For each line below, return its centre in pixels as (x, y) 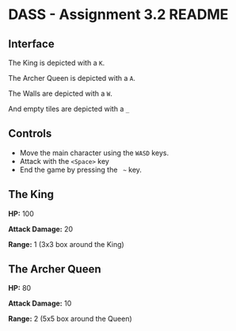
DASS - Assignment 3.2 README (118, 15)
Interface (31, 44)
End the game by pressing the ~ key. (81, 169)
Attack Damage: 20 (41, 229)
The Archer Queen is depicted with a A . (72, 78)
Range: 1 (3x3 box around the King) (66, 244)
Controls (30, 133)
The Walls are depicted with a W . (60, 93)
